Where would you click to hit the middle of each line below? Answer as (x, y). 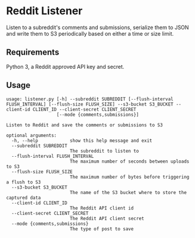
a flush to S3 (24, 182)
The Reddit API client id (102, 208)
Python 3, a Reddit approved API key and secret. (65, 66)
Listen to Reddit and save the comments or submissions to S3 (84, 125)
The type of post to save (102, 229)
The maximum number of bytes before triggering (130, 177)
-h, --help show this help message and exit (82, 141)
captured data (24, 198)
